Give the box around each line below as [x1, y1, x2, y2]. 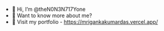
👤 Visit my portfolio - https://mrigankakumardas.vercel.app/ [11, 18, 158, 25]
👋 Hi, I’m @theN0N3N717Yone [11, 6, 86, 13]
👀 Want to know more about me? [11, 12, 92, 19]
